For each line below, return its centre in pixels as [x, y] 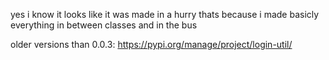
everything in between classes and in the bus [104, 25]
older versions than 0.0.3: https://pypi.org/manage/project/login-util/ [151, 44]
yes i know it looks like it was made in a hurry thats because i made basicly [165, 14]
